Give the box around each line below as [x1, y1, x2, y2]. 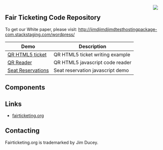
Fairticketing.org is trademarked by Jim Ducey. [5, 139, 98, 145]
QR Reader [7, 59, 33, 66]
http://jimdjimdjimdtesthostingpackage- [78, 26, 158, 32]
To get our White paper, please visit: [5, 26, 78, 32]
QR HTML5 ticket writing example [53, 51, 130, 58]
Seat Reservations [7, 67, 49, 74]
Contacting [5, 127, 40, 135]
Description [79, 43, 107, 50]
